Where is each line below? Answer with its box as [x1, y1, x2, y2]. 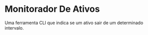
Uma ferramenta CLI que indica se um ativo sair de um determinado [4, 20, 144, 26]
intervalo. [4, 25, 24, 31]
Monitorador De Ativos [4, 3, 100, 15]
